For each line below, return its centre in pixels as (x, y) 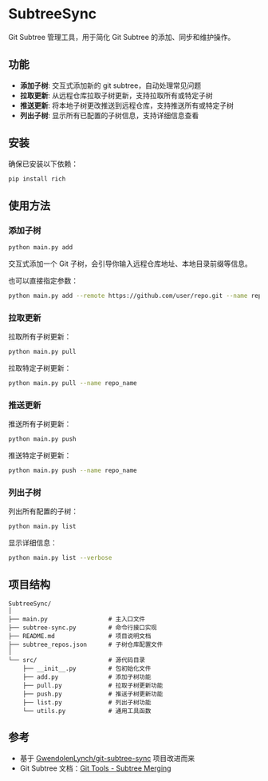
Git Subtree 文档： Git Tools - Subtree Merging (95, 768)
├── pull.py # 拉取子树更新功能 (93, 685)
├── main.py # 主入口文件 (77, 619)
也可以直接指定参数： (43, 281)
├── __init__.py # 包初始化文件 (87, 668)
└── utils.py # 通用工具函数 (87, 711)
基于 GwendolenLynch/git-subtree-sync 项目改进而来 (107, 758)
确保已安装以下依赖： (43, 164)
